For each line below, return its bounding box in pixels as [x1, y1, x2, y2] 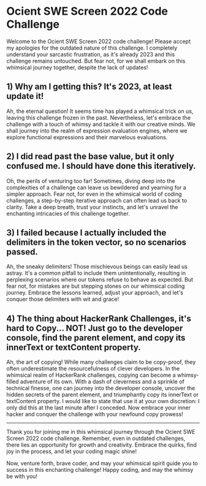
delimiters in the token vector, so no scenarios [6, 237, 187, 247]
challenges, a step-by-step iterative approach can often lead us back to [6, 196, 188, 204]
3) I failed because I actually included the [6, 227, 167, 237]
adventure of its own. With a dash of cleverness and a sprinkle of [20, 378, 185, 385]
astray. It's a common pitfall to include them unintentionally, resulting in [6, 269, 186, 277]
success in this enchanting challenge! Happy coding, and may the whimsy [6, 466, 194, 474]
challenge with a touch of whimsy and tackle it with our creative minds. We [6, 120, 196, 128]
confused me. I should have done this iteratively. [6, 161, 196, 171]
